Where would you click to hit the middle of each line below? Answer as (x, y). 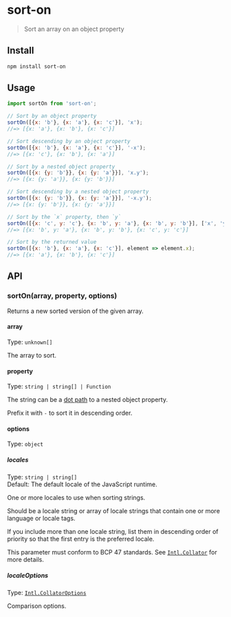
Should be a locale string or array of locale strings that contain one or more (113, 511)
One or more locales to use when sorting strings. (76, 498)
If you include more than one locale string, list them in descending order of (113, 532)
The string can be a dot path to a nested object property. (88, 400)
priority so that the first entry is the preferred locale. (81, 539)
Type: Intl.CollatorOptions (47, 593)
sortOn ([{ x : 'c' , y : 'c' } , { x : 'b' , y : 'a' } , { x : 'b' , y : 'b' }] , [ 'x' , (112, 223)
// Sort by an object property (52, 116)
